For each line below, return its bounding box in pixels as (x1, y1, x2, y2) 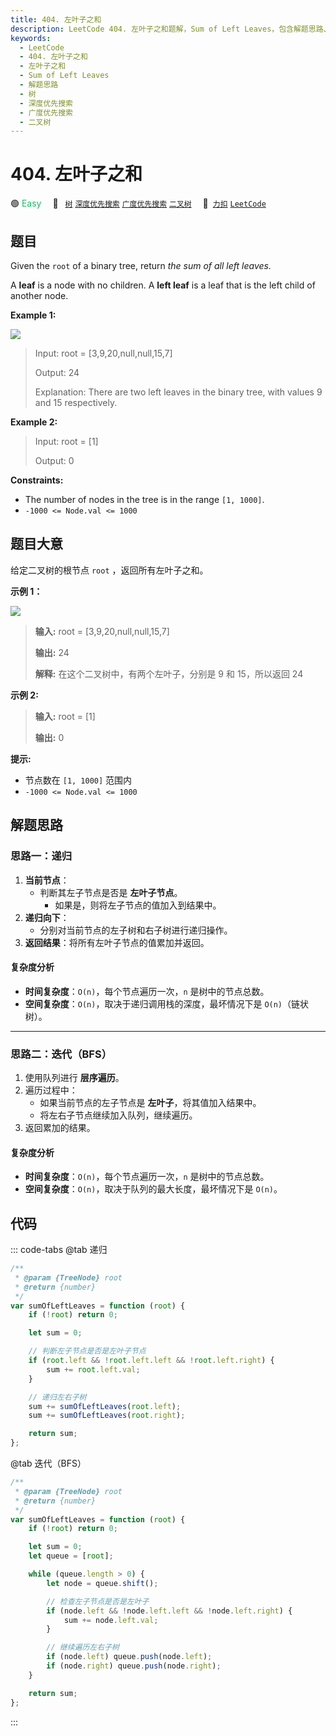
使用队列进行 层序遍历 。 (24, 1072, 125, 1083)
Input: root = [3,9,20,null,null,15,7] (34, 347, 173, 359)
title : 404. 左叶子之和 (10, 14, 102, 25)
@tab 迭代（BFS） (10, 1457, 87, 1470)
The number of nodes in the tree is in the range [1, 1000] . (24, 494, 265, 505)
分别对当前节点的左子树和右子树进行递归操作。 (39, 924, 233, 936)
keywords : (10, 33, 52, 43)
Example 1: (10, 309, 57, 321)
